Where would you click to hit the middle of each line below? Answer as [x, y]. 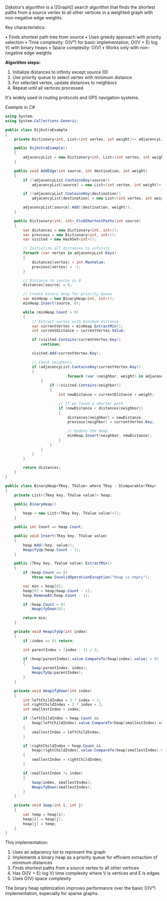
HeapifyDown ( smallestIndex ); [62, 787]
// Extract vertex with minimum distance [75, 322]
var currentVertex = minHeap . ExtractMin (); [77, 326]
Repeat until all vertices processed [48, 88]
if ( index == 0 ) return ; [49, 641]
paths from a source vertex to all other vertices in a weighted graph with [79, 12]
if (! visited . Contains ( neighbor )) [85, 385]
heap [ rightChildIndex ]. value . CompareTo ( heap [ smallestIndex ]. [96, 750]
